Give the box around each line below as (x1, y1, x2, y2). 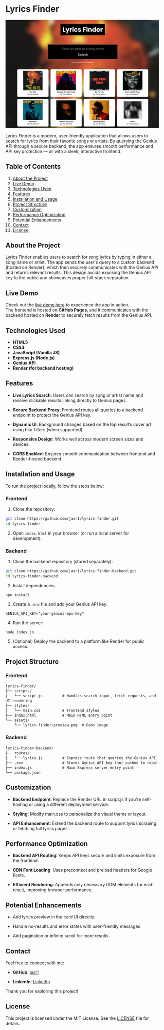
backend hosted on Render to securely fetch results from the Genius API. (5, 312, 153, 318)
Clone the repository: (12, 506, 55, 512)
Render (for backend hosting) (12, 365, 74, 371)
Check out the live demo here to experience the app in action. (5, 302, 129, 308)
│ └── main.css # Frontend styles (5, 708, 99, 713)
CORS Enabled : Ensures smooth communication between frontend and (12, 451, 155, 457)
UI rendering (5, 698, 32, 704)
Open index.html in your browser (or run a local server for (12, 530, 129, 536)
